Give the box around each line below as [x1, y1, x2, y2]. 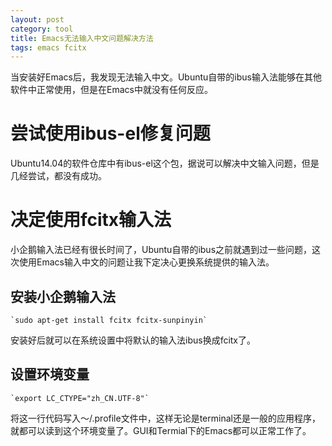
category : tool [10, 24, 74, 34]
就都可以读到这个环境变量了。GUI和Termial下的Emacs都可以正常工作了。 [10, 424, 312, 436]
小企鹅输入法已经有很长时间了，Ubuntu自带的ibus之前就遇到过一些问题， [10, 244, 313, 256]
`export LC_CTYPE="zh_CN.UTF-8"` [10, 393, 150, 403]
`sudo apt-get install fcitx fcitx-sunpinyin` [10, 315, 208, 325]
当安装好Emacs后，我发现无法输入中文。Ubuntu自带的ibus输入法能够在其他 [10, 71, 322, 83]
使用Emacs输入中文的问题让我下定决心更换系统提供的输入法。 [18, 256, 275, 268]
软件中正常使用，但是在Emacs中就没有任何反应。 [10, 84, 213, 96]
